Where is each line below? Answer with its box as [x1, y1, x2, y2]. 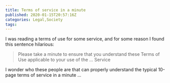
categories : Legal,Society [5, 17, 63, 22]
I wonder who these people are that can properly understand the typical [5, 67, 157, 73]
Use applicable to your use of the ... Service [17, 57, 111, 63]
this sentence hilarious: [5, 42, 55, 48]
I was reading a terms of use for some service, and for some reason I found [5, 36, 165, 42]
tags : [5, 22, 17, 27]
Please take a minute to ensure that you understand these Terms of [17, 51, 160, 57]
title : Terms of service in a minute [5, 7, 86, 13]
